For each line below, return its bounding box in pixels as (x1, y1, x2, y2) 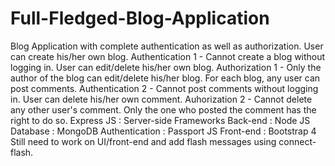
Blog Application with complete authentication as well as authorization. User (10, 40, 324, 52)
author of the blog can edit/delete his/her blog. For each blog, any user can (10, 72, 321, 84)
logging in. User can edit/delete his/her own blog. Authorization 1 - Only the (10, 61, 322, 73)
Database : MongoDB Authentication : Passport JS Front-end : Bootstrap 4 (10, 125, 317, 137)
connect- (278, 135, 317, 147)
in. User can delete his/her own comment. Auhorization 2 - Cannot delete (10, 93, 313, 105)
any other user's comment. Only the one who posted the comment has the (10, 103, 317, 116)
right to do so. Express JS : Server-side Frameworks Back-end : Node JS (10, 114, 311, 126)
